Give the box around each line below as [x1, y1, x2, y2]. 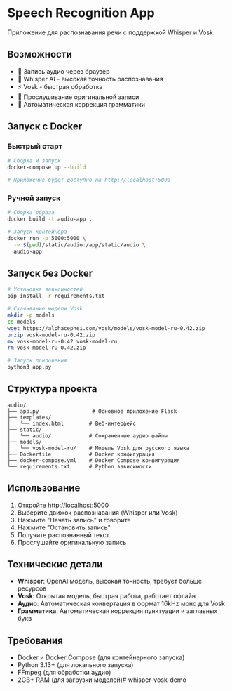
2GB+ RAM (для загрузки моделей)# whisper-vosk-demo [17, 676, 187, 684]
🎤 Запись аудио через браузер [17, 67, 110, 75]
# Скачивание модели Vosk [7, 305, 83, 312]
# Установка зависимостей [7, 286, 83, 293]
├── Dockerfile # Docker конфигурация [7, 451, 156, 458]
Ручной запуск [7, 193, 61, 203]
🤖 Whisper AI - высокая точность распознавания [17, 74, 163, 83]
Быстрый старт [7, 142, 63, 152]
